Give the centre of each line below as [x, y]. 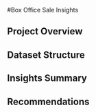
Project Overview [45, 31]
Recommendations [48, 101]
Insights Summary [47, 78]
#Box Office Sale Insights [43, 10]
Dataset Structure [46, 55]
